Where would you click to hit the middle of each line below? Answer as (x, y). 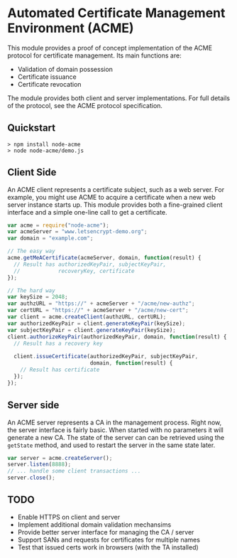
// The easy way (31, 251)
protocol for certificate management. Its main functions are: (95, 55)
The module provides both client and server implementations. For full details (119, 98)
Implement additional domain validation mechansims (94, 525)
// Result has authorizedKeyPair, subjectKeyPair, (90, 264)
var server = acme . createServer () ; (60, 458)
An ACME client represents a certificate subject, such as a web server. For (116, 189)
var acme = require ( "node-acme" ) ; (59, 225)
